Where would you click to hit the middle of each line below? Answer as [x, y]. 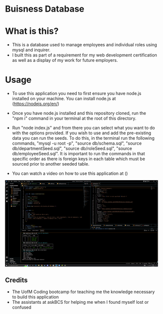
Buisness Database [45, 9]
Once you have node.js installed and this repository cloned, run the [79, 113]
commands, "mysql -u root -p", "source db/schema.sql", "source [77, 143]
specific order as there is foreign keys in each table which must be [79, 159]
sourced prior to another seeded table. [51, 164]
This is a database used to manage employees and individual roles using [84, 45]
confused [22, 307]
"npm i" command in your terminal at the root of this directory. [74, 118]
